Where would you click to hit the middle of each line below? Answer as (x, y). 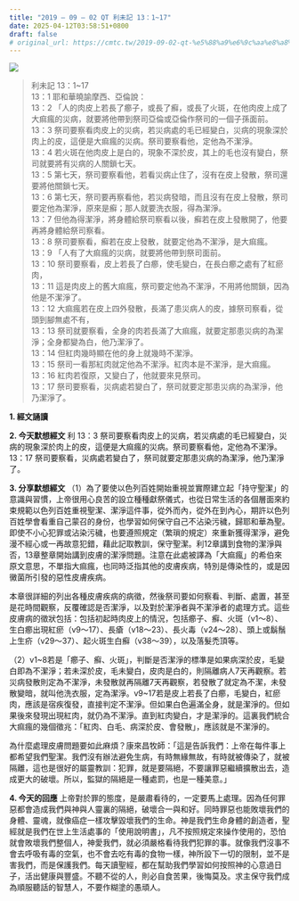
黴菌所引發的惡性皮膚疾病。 (60, 577)
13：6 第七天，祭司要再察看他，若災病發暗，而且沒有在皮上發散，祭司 (159, 197)
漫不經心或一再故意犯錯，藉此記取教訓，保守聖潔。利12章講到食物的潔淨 (142, 544)
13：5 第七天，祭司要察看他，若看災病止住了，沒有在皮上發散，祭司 (155, 175)
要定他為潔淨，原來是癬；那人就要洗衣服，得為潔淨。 (129, 208)
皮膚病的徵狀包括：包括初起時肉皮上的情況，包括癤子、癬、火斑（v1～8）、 (146, 619)
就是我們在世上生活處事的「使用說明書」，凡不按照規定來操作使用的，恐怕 (151, 831)
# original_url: (39, 42)
